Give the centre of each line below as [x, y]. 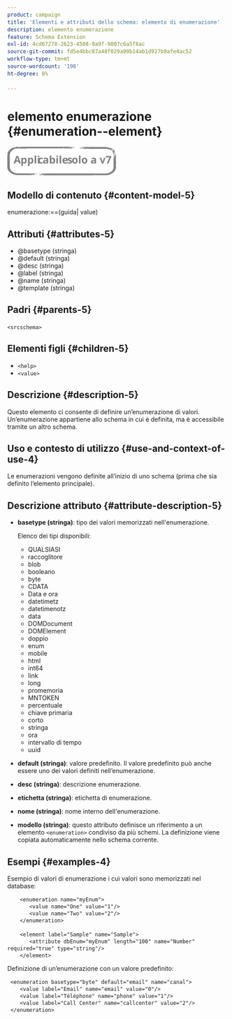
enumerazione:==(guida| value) [53, 212]
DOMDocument [50, 624]
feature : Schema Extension [46, 37]
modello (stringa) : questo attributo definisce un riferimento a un [110, 825]
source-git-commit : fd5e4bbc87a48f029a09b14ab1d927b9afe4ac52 [100, 52]
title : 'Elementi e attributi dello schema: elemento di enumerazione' [114, 22]
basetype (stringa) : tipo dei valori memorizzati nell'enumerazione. [113, 522]
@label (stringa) [41, 273]
